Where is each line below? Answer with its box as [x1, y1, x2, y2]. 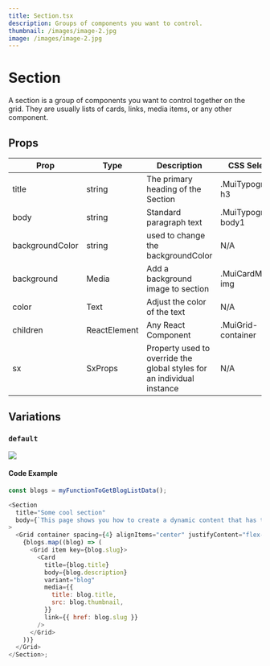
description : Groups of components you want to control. [8, 19, 203, 27]
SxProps [86, 363, 118, 374]
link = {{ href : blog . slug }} [43, 613, 138, 621]
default [8, 434, 39, 444]
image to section [145, 283, 210, 294]
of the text [145, 307, 186, 317]
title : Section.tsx [8, 11, 74, 20]
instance [145, 383, 179, 394]
